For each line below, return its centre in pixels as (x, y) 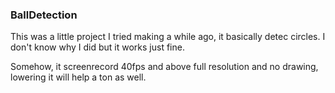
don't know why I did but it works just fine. (97, 47)
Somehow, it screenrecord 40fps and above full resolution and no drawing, (164, 67)
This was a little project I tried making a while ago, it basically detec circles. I (168, 37)
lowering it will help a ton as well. (78, 77)
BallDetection (44, 15)
